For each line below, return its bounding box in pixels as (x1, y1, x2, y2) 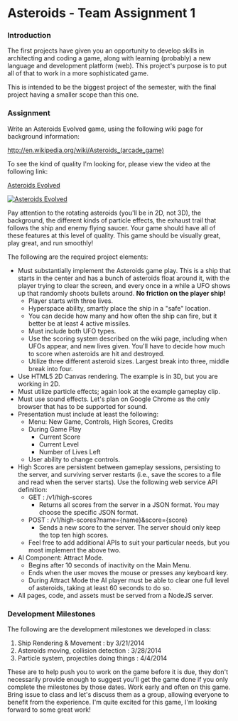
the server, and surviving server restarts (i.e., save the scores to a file (17, 470, 222, 479)
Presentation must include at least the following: (17, 410, 158, 418)
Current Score (38, 432, 80, 441)
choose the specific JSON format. (38, 508, 139, 516)
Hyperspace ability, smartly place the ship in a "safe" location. (28, 304, 211, 312)
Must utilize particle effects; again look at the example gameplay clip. (17, 387, 220, 395)
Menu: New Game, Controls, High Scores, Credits (28, 417, 173, 426)
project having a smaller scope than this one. (7, 90, 139, 99)
